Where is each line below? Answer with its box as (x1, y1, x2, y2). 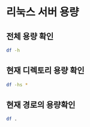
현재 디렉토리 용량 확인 (6, 65, 85, 75)
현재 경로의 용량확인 (6, 99, 76, 110)
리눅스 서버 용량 (6, 5, 79, 19)
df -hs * (6, 81, 28, 87)
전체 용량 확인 (6, 31, 54, 41)
